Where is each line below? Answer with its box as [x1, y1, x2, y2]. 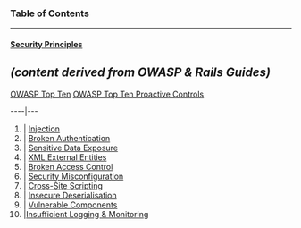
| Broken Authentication [22, 132, 111, 143]
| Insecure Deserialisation [22, 190, 117, 200]
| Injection [22, 123, 61, 134]
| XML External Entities [22, 151, 107, 163]
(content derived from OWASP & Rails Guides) [10, 65, 272, 80]
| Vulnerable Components [22, 199, 118, 210]
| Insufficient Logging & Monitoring [22, 208, 149, 219]
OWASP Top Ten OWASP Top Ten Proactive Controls [10, 89, 205, 99]
